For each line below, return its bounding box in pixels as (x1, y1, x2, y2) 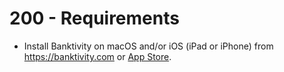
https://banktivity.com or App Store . (23, 50, 172, 62)
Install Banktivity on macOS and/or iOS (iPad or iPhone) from (23, 40, 274, 52)
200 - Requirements (9, 7, 180, 30)
